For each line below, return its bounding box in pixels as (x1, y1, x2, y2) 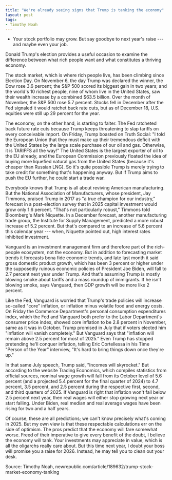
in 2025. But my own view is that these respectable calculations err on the (5, 421, 162, 427)
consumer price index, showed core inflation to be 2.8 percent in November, (5, 319, 167, 325)
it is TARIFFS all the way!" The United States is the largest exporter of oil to (5, 147, 163, 154)
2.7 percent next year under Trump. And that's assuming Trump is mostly (5, 271, 160, 277)
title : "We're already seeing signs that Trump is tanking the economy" (5, 7, 164, 13)
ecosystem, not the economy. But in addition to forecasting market (21, 249, 162, 256)
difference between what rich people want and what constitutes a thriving (5, 57, 162, 63)
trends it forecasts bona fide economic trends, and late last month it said (5, 255, 159, 261)
